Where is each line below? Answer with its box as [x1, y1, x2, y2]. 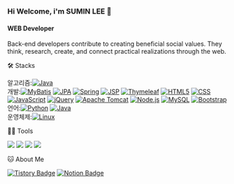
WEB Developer [7, 24, 54, 33]
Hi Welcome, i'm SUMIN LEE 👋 [7, 6, 112, 16]
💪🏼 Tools [7, 127, 33, 135]
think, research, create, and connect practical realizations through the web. [7, 47, 227, 56]
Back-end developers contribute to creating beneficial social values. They [7, 40, 223, 48]
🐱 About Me [7, 155, 45, 163]
